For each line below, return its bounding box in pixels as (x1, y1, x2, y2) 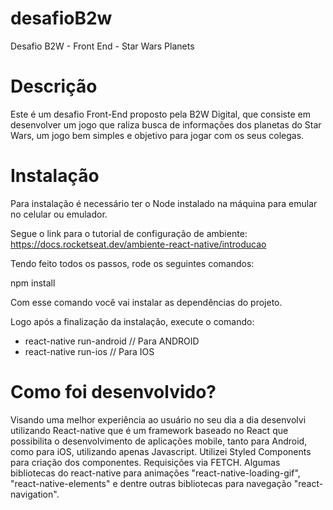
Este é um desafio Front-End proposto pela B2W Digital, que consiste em (10, 108, 311, 120)
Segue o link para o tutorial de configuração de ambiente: (10, 227, 248, 239)
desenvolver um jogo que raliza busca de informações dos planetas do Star (10, 118, 322, 131)
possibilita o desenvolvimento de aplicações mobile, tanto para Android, (10, 435, 308, 447)
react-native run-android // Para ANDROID (24, 335, 200, 347)
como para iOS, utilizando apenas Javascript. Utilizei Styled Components (10, 445, 312, 457)
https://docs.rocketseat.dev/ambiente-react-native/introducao (10, 238, 267, 250)
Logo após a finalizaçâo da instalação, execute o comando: (10, 315, 255, 327)
